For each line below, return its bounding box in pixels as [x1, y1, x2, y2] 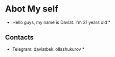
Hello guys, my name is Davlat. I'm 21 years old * [12, 19, 111, 25]
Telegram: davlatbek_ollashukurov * [12, 46, 85, 52]
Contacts [5, 33, 34, 42]
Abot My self [5, 3, 59, 14]
